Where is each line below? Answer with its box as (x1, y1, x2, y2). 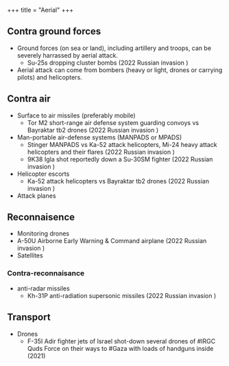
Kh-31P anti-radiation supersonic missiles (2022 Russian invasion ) (27, 291, 217, 299)
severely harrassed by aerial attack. (16, 51, 119, 59)
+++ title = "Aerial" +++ (7, 6, 74, 14)
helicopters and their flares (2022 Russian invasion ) (27, 148, 175, 156)
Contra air (7, 93, 51, 105)
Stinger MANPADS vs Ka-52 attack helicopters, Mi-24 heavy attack (27, 140, 217, 148)
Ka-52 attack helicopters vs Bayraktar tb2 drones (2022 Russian (27, 176, 209, 185)
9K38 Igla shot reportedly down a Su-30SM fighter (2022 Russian (27, 155, 213, 163)
